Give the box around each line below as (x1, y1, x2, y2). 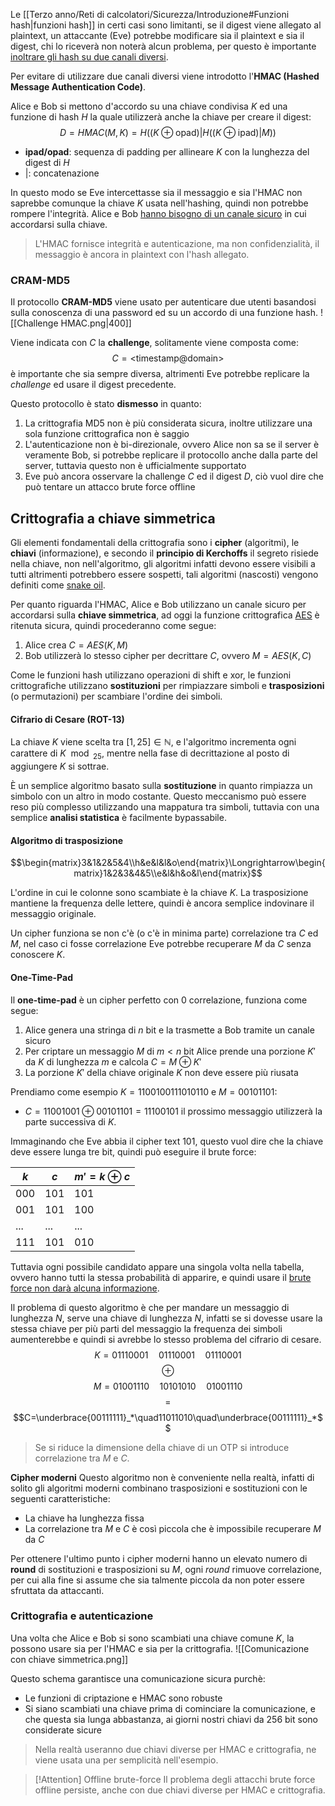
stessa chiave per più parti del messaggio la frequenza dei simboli (10, 1322, 283, 1334)
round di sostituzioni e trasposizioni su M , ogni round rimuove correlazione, (10, 1563, 323, 1575)
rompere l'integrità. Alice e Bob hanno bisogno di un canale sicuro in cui (10, 208, 307, 219)
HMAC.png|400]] (60, 317, 132, 329)
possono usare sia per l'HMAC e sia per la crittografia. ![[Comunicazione (10, 1642, 310, 1654)
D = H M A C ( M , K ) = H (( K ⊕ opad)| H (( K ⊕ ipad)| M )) (59, 127, 277, 138)
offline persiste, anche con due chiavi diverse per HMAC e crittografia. (34, 1784, 326, 1796)
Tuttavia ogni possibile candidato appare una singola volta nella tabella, (10, 1260, 305, 1273)
